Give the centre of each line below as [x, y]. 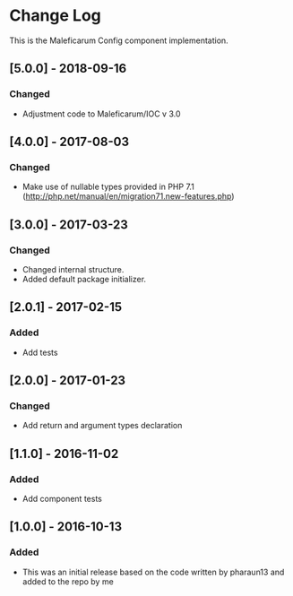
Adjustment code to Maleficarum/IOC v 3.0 [101, 114]
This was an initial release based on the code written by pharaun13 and [153, 572]
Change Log [55, 16]
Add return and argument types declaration [102, 426]
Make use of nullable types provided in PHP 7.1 [108, 187]
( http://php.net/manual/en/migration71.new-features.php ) [128, 196]
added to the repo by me [68, 581]
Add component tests [62, 499]
